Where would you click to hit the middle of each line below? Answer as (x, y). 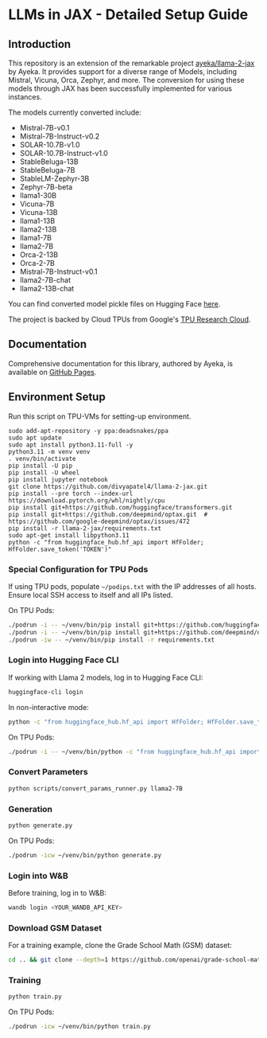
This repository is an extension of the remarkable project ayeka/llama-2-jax (132, 63)
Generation (31, 809)
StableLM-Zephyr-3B (54, 178)
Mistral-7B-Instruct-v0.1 (58, 271)
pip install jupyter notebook (58, 479)
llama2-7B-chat (45, 280)
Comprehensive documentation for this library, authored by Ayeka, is (120, 363)
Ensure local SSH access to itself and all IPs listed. (91, 595)
